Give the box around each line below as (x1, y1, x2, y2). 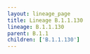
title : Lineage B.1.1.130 (7, 17, 83, 24)
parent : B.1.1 (7, 29, 49, 37)
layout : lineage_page (7, 10, 71, 18)
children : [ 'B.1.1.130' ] (7, 36, 80, 43)
